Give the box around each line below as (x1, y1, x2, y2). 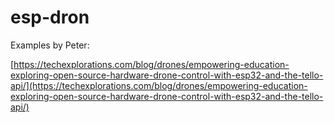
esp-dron (10, 6, 90, 29)
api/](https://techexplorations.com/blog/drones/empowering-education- (10, 79, 308, 91)
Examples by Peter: (10, 39, 90, 51)
